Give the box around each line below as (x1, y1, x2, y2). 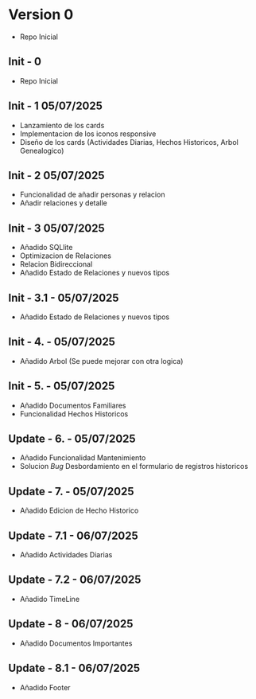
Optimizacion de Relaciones (19, 251, 111, 260)
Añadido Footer (19, 682, 71, 692)
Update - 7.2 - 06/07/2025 (8, 573, 142, 587)
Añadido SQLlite (19, 243, 73, 252)
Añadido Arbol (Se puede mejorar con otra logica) (19, 356, 184, 365)
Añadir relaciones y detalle (19, 198, 107, 208)
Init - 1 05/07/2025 (8, 100, 103, 113)
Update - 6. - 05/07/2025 (8, 432, 137, 446)
